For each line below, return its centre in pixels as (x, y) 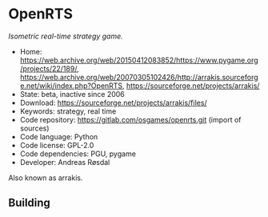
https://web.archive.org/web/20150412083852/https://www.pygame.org (139, 60)
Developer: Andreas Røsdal (65, 162)
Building (29, 203)
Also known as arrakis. (46, 178)
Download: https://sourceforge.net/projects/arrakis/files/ (113, 102)
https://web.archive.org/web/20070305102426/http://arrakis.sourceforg (139, 77)
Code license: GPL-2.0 (57, 145)
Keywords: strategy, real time (68, 111)
